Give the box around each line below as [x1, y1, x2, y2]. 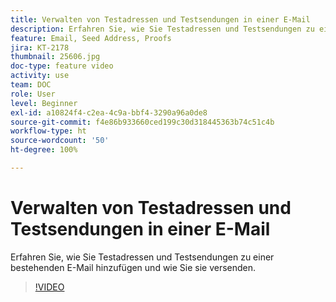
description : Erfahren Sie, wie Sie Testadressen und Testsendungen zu [10, 24, 315, 34]
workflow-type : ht [10, 126, 87, 136]
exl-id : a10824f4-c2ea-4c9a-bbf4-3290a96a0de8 [10, 107, 208, 118]
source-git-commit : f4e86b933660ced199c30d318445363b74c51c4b [10, 117, 275, 127]
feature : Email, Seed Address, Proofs [10, 33, 172, 43]
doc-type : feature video [10, 61, 114, 71]
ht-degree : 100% [10, 145, 78, 155]
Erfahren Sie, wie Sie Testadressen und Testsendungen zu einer [10, 251, 275, 263]
